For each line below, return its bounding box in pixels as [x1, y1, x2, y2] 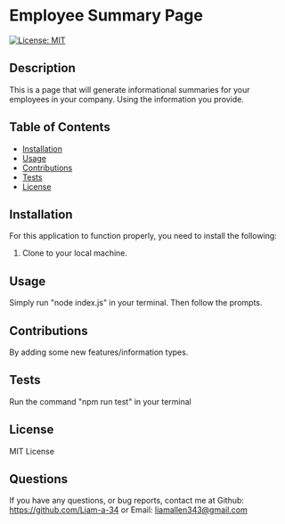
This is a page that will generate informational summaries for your [9, 84, 250, 94]
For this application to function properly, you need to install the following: [9, 231, 278, 242]
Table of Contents [9, 119, 111, 135]
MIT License [9, 446, 55, 456]
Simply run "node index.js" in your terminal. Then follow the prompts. [9, 298, 263, 308]
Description [9, 61, 76, 76]
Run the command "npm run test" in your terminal [9, 396, 191, 406]
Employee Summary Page [9, 5, 203, 26]
